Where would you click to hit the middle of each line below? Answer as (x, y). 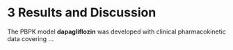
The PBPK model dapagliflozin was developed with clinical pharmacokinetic (116, 32)
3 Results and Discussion (82, 13)
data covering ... (31, 38)
